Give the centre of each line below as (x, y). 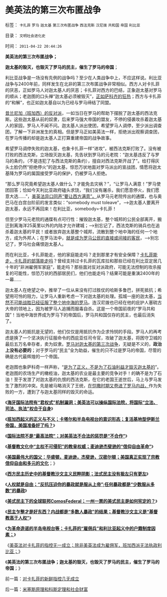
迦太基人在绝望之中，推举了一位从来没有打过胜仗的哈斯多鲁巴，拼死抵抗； (81, 290)
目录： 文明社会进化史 (25, 35)
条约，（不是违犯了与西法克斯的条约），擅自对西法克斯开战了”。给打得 (84, 161)
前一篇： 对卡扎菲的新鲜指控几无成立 (42, 579)
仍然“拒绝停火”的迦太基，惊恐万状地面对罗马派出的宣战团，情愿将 (85, 167)
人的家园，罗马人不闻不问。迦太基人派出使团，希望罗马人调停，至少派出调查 (83, 125)
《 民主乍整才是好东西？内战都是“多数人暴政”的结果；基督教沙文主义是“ (77, 512)
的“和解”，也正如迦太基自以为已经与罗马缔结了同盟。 (59, 102)
